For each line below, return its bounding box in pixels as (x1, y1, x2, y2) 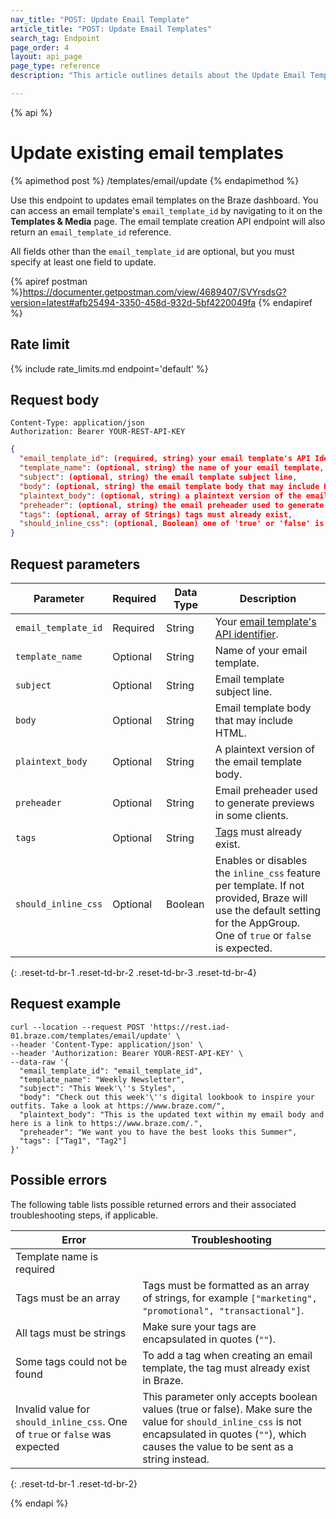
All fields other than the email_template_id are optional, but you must (10, 245, 295, 257)
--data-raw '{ (10, 1057, 70, 1067)
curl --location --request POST (10, 1022, 145, 1032)
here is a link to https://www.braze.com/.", (10, 1118, 203, 1128)
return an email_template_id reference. (10, 226, 172, 238)
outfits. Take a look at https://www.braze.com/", (10, 1101, 226, 1111)
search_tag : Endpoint (10, 33, 101, 43)
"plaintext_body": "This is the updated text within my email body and (19, 1109, 325, 1120)
